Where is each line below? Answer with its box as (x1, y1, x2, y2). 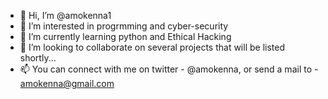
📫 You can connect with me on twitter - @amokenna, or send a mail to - (19, 63, 319, 75)
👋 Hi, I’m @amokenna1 (19, 10, 112, 21)
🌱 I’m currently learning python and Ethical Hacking (19, 31, 232, 42)
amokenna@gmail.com (19, 78, 115, 89)
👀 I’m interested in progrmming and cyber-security (19, 20, 229, 32)
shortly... (19, 52, 57, 64)
